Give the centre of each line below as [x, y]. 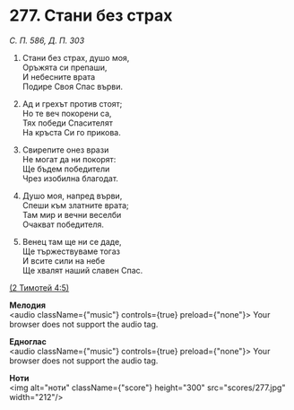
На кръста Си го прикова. [71, 132]
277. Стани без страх [91, 16]
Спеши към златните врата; [76, 205]
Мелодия [28, 305]
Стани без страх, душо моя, [76, 57]
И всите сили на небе [64, 260]
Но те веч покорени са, [67, 113]
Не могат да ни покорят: [69, 159]
